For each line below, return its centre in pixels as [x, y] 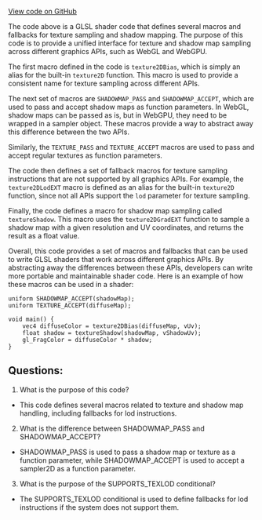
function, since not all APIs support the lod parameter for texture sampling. [129, 196]
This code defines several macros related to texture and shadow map [131, 405]
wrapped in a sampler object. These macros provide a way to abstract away [131, 124]
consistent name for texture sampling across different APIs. [104, 83]
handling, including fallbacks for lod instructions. [98, 413]
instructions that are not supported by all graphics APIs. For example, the [126, 179]
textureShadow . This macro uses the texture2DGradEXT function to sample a [129, 219]
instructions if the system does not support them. [99, 507]
